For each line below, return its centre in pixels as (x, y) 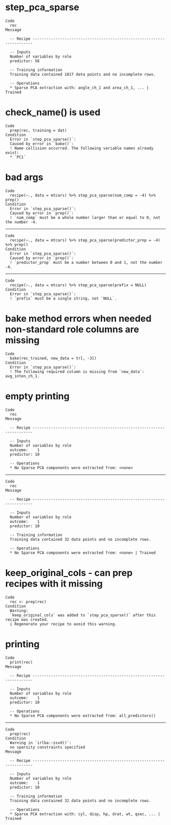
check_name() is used (53, 112)
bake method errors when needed (78, 319)
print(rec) (21, 662)
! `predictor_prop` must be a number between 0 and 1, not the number (86, 262)
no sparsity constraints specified (48, 747)
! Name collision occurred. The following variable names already (82, 148)
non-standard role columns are (72, 329)
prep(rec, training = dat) (38, 130)
